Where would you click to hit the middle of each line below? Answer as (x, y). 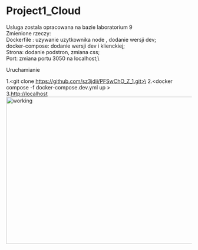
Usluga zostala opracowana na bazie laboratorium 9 (69, 27)
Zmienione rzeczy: (29, 33)
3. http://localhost (27, 94)
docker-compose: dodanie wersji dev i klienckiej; (66, 46)
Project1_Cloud (44, 11)
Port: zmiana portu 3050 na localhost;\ (53, 58)
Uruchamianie (23, 69)
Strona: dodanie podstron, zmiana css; (53, 52)
